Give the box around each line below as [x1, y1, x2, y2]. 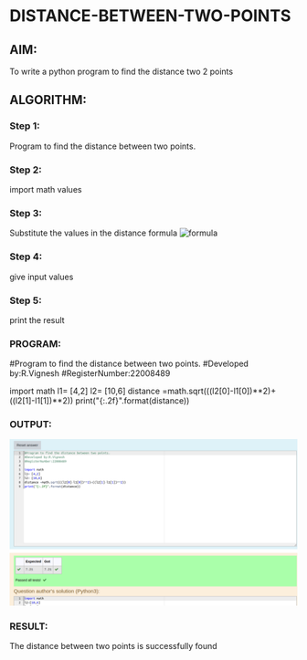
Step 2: [9, 163, 43, 176]
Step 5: [9, 294, 43, 307]
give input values [9, 271, 74, 282]
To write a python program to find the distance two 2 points [9, 66, 234, 77]
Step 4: [9, 250, 43, 263]
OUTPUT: [9, 418, 52, 431]
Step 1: [9, 120, 40, 132]
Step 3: [9, 206, 43, 219]
